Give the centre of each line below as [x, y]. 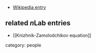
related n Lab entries [38, 23]
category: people [23, 45]
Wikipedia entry [29, 7]
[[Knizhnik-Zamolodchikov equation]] [52, 35]
